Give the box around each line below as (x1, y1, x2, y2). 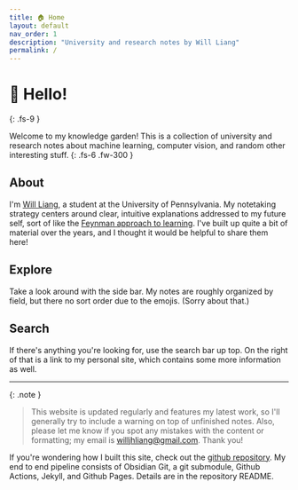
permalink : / (9, 46, 58, 55)
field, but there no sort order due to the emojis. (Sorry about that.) (9, 295, 250, 306)
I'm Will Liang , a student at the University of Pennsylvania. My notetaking (9, 199, 277, 209)
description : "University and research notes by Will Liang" (9, 37, 240, 47)
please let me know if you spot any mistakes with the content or (30, 425, 264, 436)
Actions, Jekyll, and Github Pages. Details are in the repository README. (9, 470, 275, 481)
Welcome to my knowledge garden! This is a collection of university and (9, 130, 272, 142)
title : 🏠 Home (9, 12, 65, 22)
